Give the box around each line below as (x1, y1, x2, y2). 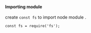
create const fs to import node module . (5, 14, 87, 20)
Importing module (5, 4, 43, 10)
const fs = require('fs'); (5, 24, 60, 29)
